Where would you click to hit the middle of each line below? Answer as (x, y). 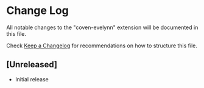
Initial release (32, 79)
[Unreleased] (32, 65)
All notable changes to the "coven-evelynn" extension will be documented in (102, 27)
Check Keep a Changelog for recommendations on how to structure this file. (102, 46)
